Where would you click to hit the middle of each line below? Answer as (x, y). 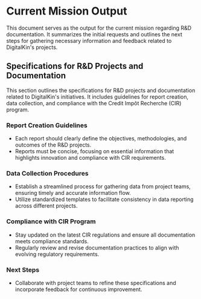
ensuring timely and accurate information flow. (73, 193)
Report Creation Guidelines (47, 125)
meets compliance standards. (52, 241)
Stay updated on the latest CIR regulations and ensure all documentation (105, 235)
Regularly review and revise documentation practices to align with (97, 248)
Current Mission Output (67, 11)
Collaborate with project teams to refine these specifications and (95, 283)
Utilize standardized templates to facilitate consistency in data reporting (104, 199)
